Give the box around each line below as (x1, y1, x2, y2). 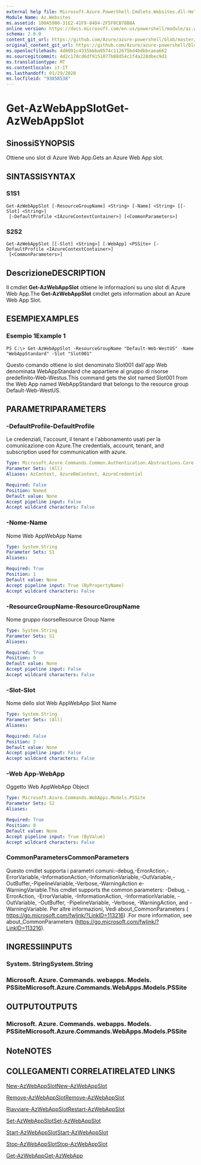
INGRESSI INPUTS (6, 942, 73, 952)
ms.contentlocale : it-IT (6, 64, 68, 71)
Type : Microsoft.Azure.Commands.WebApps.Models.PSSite (6, 795, 146, 801)
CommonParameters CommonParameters (6, 853, 130, 861)
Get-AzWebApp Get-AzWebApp (6, 1152, 83, 1159)
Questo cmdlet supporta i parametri (6, 867, 95, 874)
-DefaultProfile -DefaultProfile (6, 422, 95, 430)
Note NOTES (6, 1046, 52, 1056)
